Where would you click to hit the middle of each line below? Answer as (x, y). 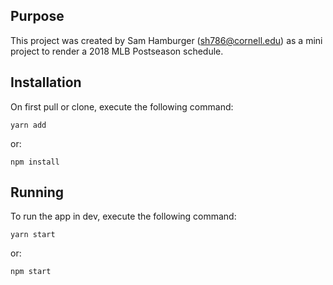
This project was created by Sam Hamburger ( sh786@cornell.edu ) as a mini (166, 40)
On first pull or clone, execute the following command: (122, 106)
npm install (35, 162)
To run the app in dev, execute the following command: (123, 216)
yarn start (33, 235)
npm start (31, 272)
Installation (46, 82)
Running (37, 192)
